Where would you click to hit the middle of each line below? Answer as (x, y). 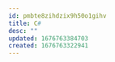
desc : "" (23, 31)
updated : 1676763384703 (49, 38)
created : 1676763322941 (49, 46)
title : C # (25, 23)
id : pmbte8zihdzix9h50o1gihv (57, 16)
